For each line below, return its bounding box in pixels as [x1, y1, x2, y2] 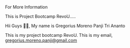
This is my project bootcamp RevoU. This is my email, [5, 32, 113, 38]
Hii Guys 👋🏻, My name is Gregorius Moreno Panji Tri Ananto [5, 23, 126, 29]
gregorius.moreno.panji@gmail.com [5, 37, 77, 43]
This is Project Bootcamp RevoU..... [5, 14, 76, 19]
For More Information [5, 4, 48, 10]
